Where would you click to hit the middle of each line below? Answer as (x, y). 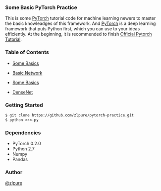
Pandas (20, 159)
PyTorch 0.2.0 (27, 143)
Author (14, 172)
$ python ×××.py (22, 120)
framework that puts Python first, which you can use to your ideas (73, 29)
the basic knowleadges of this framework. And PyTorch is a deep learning (80, 23)
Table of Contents (27, 52)
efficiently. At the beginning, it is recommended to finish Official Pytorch (79, 34)
